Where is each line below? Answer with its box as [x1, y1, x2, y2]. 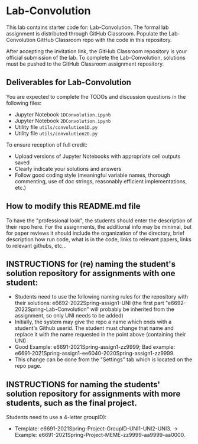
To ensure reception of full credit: [6, 141, 87, 148]
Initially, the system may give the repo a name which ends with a [14, 318, 172, 326]
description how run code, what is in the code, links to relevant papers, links [6, 235, 192, 243]
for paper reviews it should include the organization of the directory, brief [6, 229, 185, 236]
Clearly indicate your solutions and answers [14, 165, 122, 172]
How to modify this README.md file [6, 201, 141, 211]
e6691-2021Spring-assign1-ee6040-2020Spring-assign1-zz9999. [14, 350, 175, 357]
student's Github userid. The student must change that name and [14, 325, 174, 332]
